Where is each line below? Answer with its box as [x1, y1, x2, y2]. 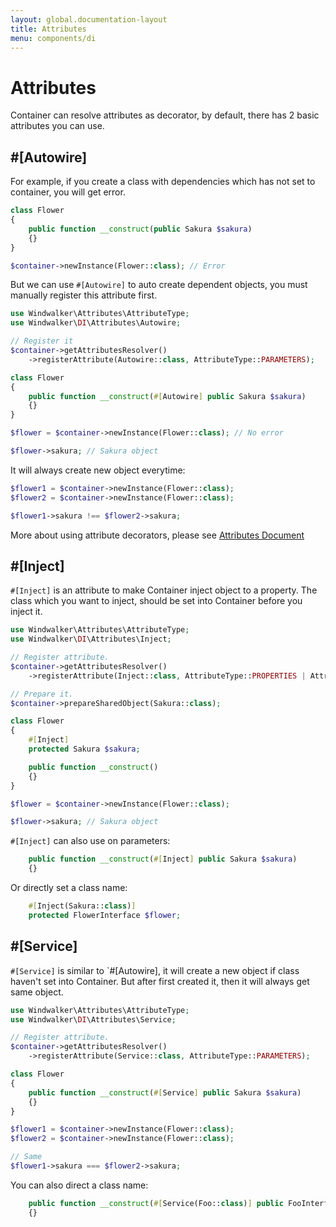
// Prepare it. [10, 689, 74, 699]
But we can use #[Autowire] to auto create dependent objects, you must [10, 279, 308, 291]
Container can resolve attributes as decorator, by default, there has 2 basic [10, 109, 320, 121]
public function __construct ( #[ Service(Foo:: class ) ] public [28, 1198, 284, 1208]
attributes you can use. [10, 120, 105, 132]
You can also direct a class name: [10, 1179, 149, 1191]
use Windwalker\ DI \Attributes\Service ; [10, 1014, 177, 1025]
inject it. [10, 606, 43, 618]
